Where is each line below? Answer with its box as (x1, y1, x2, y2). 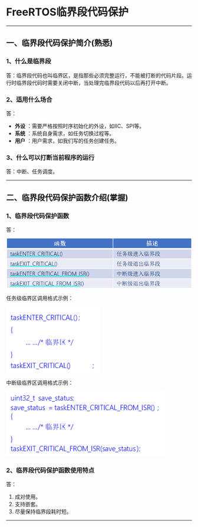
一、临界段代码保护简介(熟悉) (6, 38, 113, 48)
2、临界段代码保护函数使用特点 (6, 466, 95, 474)
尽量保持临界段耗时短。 (14, 508, 72, 515)
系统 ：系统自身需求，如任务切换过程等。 (14, 129, 115, 136)
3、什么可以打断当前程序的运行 (6, 153, 95, 161)
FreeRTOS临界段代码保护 (6, 5, 129, 19)
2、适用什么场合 (6, 95, 52, 103)
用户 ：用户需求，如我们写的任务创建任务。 (14, 137, 120, 144)
